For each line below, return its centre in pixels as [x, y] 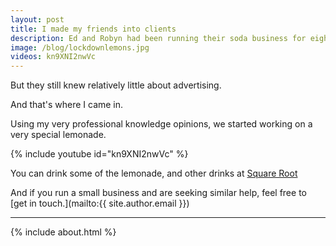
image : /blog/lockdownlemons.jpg [80, 47]
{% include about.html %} [63, 232]
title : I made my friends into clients [93, 29]
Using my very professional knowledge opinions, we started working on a [161, 124]
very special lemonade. [58, 135]
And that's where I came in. [67, 105]
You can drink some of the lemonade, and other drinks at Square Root [154, 173]
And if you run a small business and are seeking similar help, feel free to [158, 193]
